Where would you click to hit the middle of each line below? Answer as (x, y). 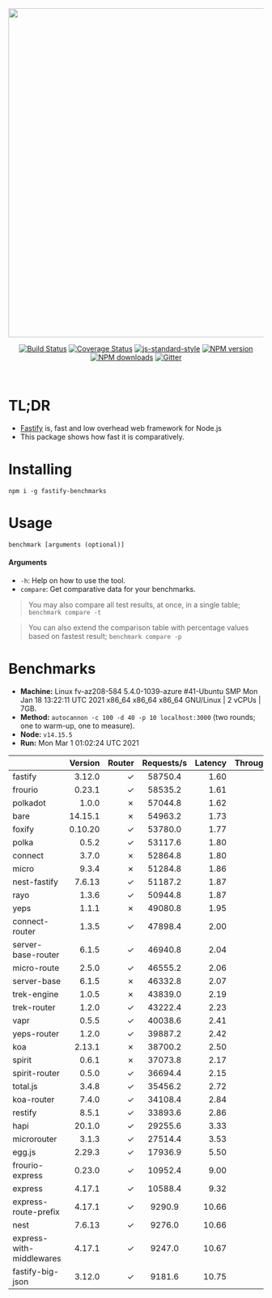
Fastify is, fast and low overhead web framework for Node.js (121, 428)
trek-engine (36, 994)
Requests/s (165, 763)
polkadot (29, 802)
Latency (210, 763)
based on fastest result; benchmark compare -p (105, 636)
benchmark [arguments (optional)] (67, 545)
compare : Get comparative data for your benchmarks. (108, 589)
